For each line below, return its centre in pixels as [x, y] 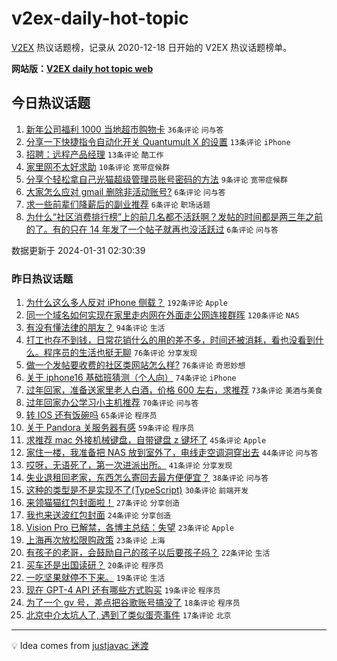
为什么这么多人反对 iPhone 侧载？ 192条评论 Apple [126, 303]
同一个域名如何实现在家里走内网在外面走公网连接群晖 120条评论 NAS [162, 315]
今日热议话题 [51, 103]
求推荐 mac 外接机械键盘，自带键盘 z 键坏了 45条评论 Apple [146, 440]
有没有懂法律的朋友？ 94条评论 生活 [95, 328]
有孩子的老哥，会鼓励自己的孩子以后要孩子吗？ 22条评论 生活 [148, 553]
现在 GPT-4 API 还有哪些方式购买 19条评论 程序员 [123, 590]
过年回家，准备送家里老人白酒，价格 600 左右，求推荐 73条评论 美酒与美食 [174, 390]
